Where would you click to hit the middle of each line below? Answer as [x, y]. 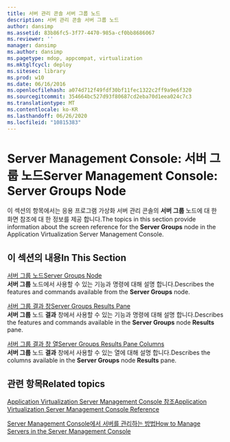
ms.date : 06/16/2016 [37, 84]
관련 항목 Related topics [56, 384]
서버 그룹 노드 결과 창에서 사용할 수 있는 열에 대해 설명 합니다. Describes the [109, 352]
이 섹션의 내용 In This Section [67, 258]
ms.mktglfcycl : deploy [39, 65]
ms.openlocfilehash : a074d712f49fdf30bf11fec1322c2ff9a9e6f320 [100, 90]
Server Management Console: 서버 [107, 158]
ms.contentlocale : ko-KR [43, 109]
